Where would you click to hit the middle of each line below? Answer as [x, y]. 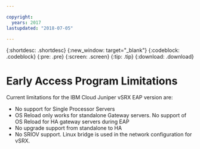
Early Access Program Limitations [92, 81]
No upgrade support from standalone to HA [68, 128]
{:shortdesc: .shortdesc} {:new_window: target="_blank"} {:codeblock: [93, 50]
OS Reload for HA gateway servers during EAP [72, 122]
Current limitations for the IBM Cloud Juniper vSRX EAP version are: [90, 98]
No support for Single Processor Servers [65, 109]
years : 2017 [27, 22]
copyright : [20, 17]
